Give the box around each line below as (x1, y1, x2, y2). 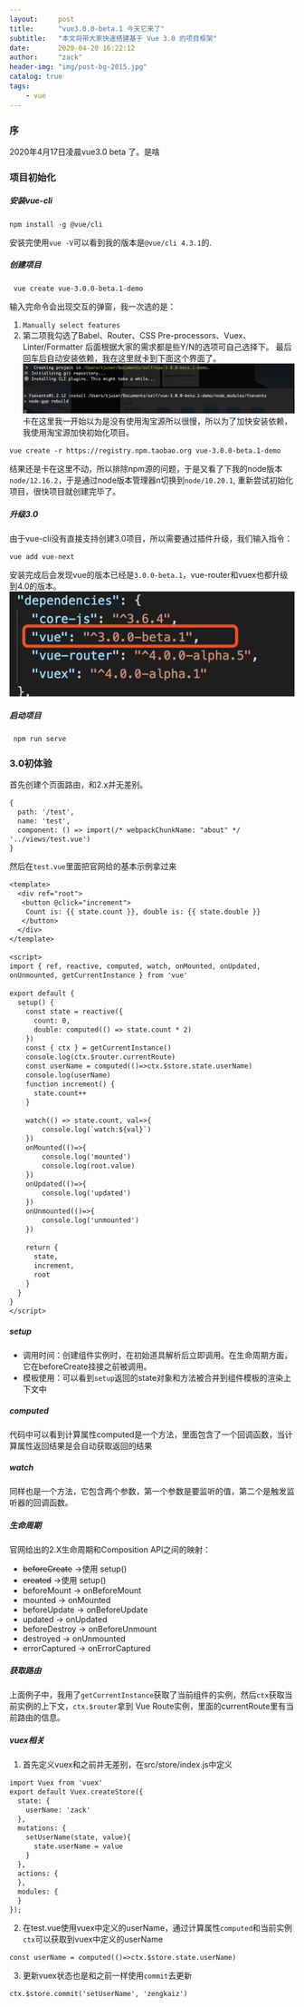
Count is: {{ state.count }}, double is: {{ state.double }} (25, 907, 261, 916)
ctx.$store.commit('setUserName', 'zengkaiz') (9, 1990, 188, 1999)
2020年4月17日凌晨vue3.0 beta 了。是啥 (9, 146, 160, 157)
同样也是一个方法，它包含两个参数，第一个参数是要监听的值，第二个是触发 (9, 1486, 287, 1497)
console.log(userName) (25, 1071, 111, 1080)
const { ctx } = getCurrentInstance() (25, 1043, 172, 1052)
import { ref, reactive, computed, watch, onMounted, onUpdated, (9, 962, 261, 971)
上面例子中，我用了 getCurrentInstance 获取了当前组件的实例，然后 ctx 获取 (9, 1689, 285, 1700)
